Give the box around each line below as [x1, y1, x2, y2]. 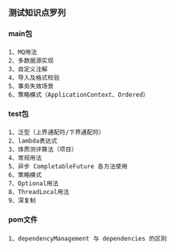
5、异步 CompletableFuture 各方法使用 [8, 163, 128, 171]
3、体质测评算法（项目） [8, 146, 78, 154]
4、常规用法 [8, 154, 42, 162]
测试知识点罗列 [8, 6, 66, 18]
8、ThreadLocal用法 [8, 188, 70, 196]
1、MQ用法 [8, 48, 38, 57]
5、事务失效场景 [8, 83, 54, 91]
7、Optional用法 [8, 180, 59, 188]
